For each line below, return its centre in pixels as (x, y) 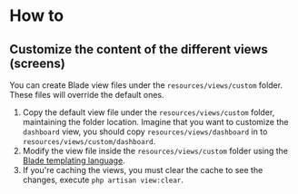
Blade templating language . (74, 160)
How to (37, 16)
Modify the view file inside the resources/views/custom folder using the (155, 151)
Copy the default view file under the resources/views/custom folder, (149, 112)
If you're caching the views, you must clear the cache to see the (143, 170)
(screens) (37, 63)
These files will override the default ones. (87, 95)
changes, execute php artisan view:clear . (103, 179)
